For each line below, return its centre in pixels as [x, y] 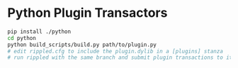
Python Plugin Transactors [87, 13]
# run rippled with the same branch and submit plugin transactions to [115, 57]
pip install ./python [39, 32]
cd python [22, 38]
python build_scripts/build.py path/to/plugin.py [82, 45]
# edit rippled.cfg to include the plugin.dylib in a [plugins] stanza [115, 51]
